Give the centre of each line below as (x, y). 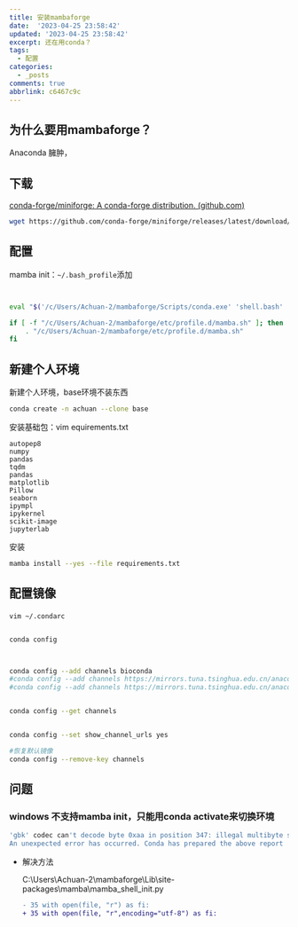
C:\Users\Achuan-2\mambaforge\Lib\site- (98, 880)
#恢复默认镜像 (31, 750)
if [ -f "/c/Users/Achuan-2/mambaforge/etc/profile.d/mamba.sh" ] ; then (146, 323)
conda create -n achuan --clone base (79, 409)
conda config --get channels (63, 711)
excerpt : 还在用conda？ (50, 42)
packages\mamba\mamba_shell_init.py (93, 889)
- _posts (33, 75)
